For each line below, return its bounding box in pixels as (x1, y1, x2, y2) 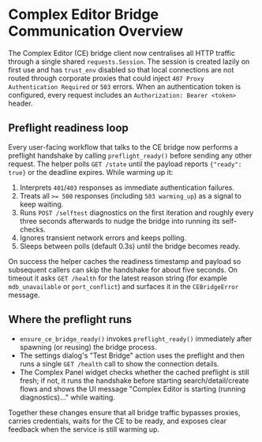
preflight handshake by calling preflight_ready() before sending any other (8, 150, 253, 160)
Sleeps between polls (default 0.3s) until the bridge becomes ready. (19, 241, 241, 251)
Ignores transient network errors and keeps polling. (19, 232, 187, 242)
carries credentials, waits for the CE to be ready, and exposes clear (8, 416, 227, 425)
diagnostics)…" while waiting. (19, 392, 116, 402)
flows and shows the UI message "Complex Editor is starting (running (19, 384, 246, 393)
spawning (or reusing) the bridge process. (19, 342, 157, 351)
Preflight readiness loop (8, 121, 129, 135)
